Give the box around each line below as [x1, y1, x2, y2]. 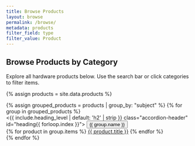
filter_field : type [6, 30, 54, 36]
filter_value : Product [6, 36, 61, 41]
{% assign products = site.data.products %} [6, 90, 112, 97]
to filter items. [6, 79, 40, 86]
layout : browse [6, 14, 43, 20]
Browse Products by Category [6, 57, 118, 67]
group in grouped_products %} [6, 107, 81, 114]
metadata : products [6, 25, 54, 31]
